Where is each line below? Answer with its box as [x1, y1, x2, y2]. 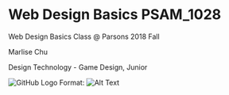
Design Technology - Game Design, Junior [8, 62, 148, 72]
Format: [59, 78, 85, 87]
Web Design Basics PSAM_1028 [8, 6, 222, 24]
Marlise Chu [8, 47, 49, 56]
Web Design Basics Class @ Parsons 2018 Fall [8, 32, 161, 41]
